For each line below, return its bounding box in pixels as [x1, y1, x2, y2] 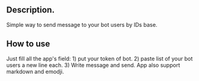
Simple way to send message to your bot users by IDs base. [6, 21, 158, 28]
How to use [6, 39, 50, 49]
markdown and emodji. [6, 68, 64, 75]
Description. [6, 5, 55, 15]
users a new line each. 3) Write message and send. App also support [6, 61, 181, 69]
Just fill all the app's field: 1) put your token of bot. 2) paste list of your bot [6, 55, 193, 62]
